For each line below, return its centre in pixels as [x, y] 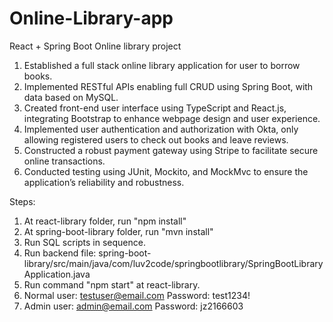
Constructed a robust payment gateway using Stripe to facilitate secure [171, 150]
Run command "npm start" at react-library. [112, 284]
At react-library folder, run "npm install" [105, 221]
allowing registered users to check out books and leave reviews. [156, 139]
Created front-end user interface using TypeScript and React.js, [155, 108]
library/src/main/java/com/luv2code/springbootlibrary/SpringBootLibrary [173, 263]
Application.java [57, 274]
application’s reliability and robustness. [104, 182]
